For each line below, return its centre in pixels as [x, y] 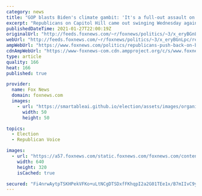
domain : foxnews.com [37, 96]
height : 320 [32, 167]
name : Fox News [31, 90]
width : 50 [34, 112]
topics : [16, 129]
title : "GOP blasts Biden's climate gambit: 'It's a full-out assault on [101, 17]
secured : [17, 184]
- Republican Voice [36, 140]
